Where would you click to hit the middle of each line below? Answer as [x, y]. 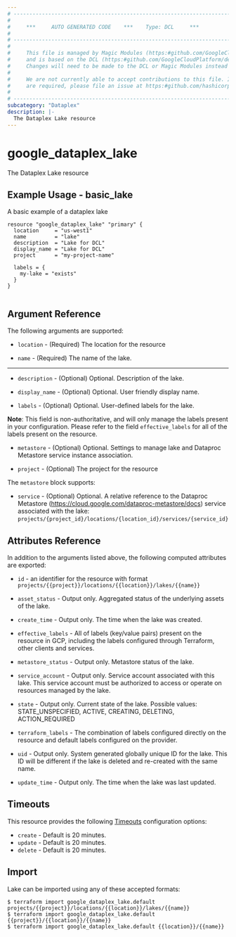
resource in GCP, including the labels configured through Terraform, [116, 640]
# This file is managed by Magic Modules [75, 53]
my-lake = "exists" [48, 274]
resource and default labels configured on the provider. [97, 740]
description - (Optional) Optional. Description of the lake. [101, 378]
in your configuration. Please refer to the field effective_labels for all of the [117, 427]
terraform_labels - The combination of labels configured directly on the [122, 733]
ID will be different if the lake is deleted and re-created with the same [117, 761]
